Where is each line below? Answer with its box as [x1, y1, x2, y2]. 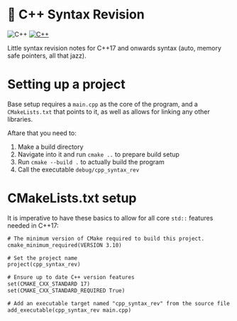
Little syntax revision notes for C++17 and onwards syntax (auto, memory [7, 43, 222, 52]
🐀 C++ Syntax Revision [7, 6, 145, 23]
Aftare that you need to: [7, 128, 77, 137]
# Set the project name [7, 254, 78, 262]
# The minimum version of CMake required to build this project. [7, 235, 204, 242]
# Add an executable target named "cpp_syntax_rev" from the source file [7, 300, 231, 307]
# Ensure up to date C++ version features [7, 274, 135, 281]
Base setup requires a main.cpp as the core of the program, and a [7, 100, 199, 108]
